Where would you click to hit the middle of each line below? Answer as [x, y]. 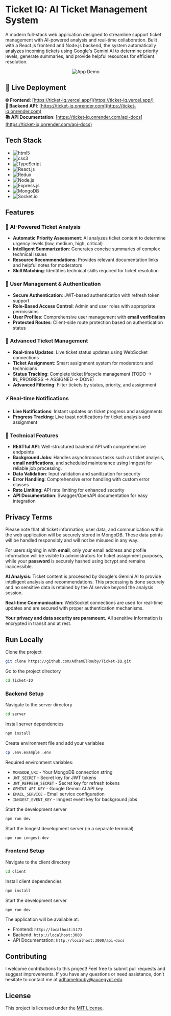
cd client [16, 871]
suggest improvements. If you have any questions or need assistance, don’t [85, 974]
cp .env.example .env [28, 752]
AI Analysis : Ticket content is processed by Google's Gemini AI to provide [83, 576]
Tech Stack [23, 140]
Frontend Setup [25, 851]
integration [24, 501]
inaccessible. [19, 567]
